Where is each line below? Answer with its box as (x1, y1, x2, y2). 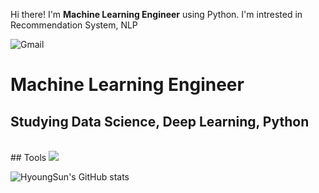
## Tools (10, 152, 47, 163)
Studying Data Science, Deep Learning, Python (10, 113, 310, 130)
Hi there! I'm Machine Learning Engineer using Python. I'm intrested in (10, 9, 303, 20)
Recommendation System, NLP (10, 19, 138, 31)
